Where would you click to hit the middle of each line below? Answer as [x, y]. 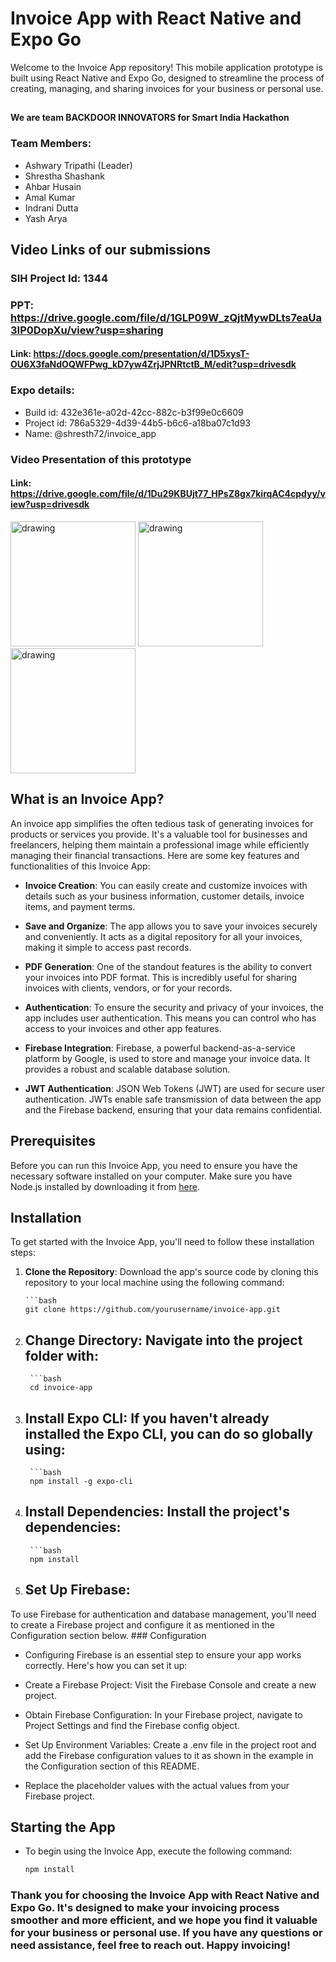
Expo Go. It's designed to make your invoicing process [145, 1908]
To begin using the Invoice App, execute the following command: [158, 1851]
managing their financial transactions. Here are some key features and [155, 855]
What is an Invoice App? [87, 799]
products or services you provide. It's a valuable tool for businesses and [159, 834]
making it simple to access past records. [108, 947]
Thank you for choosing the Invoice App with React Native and [165, 1895]
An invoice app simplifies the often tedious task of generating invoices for [162, 823]
